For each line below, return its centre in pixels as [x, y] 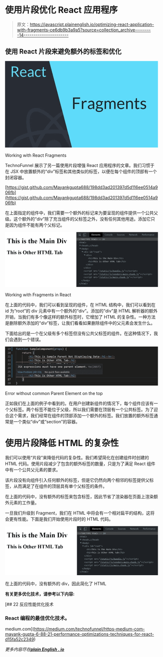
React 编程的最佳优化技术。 [38, 618]
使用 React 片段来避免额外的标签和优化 [63, 52]
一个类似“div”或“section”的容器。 [47, 422]
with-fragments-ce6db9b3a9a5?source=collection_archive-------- [84, 30]
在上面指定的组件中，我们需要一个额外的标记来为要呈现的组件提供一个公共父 [81, 213]
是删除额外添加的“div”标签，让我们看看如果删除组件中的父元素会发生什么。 [80, 323]
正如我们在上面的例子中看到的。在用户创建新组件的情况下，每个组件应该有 [79, 404]
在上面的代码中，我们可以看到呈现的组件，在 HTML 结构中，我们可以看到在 [80, 304]
